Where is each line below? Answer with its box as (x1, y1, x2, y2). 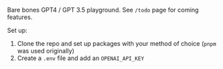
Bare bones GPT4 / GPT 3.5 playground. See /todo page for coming (7, 6, 199, 14)
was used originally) (17, 47, 74, 55)
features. (7, 13, 33, 21)
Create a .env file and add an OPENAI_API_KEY (17, 54, 145, 62)
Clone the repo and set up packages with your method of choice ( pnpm (17, 40, 217, 47)
